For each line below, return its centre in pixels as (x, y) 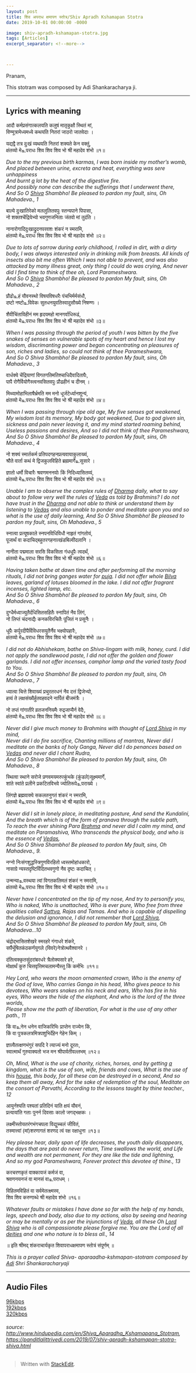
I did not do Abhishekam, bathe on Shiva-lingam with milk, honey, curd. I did (98, 649)
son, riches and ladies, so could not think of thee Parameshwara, (85, 351)
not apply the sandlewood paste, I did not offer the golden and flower (90, 655)
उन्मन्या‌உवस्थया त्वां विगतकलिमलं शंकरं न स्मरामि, (52, 880)
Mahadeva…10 (24, 930)
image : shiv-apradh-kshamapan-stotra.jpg (57, 33)
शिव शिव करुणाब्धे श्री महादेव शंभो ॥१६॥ (43, 1197)
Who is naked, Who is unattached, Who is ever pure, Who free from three (94, 905)
